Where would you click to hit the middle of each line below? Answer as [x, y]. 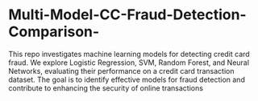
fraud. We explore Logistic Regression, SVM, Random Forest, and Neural [129, 63]
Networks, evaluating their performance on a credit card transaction [121, 71]
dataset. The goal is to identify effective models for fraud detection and [127, 79]
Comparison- [54, 32]
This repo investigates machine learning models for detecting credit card [129, 54]
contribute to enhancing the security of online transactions [106, 88]
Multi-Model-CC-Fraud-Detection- [128, 15]
